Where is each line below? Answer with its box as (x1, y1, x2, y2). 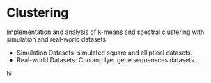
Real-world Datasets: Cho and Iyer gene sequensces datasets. (16, 55, 196, 64)
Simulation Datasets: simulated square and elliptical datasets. (16, 48, 193, 57)
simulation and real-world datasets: (6, 35, 109, 43)
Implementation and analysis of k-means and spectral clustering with (6, 28, 205, 36)
